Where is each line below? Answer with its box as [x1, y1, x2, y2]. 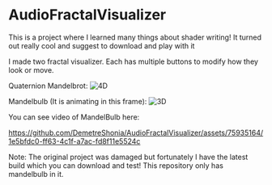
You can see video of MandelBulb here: [8, 111, 140, 122]
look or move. [8, 65, 54, 74]
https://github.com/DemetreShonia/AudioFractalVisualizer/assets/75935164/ [8, 128, 264, 137]
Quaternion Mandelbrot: [8, 81, 88, 90]
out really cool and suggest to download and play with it [8, 40, 195, 50]
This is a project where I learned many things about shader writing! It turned [8, 32, 261, 42]
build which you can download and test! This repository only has [8, 160, 224, 170]
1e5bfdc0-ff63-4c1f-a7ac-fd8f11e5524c [8, 136, 141, 146]
